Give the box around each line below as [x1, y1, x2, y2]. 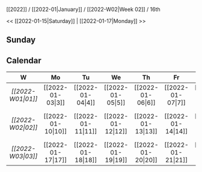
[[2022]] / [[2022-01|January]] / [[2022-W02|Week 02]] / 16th [6, 6, 161, 13]
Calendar [6, 55, 41, 66]
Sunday [6, 35, 36, 45]
